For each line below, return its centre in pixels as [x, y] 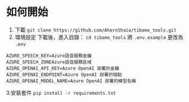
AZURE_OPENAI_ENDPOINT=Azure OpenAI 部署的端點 [64, 75]
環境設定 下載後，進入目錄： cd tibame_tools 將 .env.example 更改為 [99, 37]
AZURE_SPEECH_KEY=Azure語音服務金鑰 [49, 56]
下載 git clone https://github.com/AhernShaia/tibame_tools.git [96, 30]
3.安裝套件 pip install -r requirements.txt [61, 93]
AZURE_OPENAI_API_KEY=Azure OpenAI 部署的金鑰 [63, 68]
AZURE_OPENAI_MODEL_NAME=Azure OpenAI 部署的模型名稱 [71, 81]
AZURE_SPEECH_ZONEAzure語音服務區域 [49, 62]
